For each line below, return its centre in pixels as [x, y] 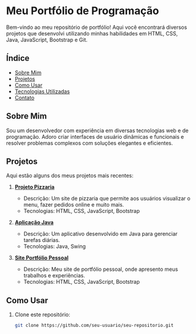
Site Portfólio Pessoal [42, 258]
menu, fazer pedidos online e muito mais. [73, 205]
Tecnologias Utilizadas [42, 91]
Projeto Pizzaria [35, 187]
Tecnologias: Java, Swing [55, 247]
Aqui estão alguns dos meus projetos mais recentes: [70, 176]
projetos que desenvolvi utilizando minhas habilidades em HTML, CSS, [92, 33]
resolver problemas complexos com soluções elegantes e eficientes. [89, 143]
